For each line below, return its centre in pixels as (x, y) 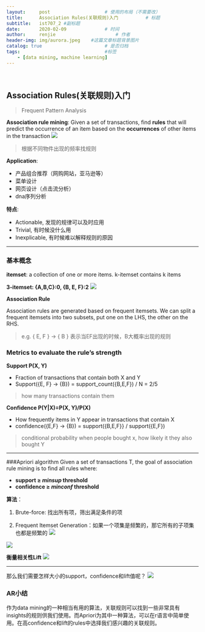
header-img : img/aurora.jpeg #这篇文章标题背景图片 (73, 40)
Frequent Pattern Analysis (54, 111)
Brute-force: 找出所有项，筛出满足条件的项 (69, 512)
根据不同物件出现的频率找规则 (59, 149)
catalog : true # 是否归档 (67, 46)
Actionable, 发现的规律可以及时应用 (60, 222)
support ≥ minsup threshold (52, 481)
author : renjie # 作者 (68, 35)
